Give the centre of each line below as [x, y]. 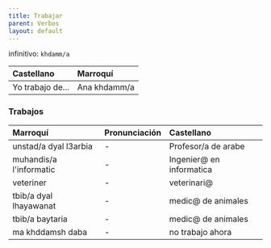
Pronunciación [133, 132]
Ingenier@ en [194, 159]
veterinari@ [191, 183]
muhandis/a [35, 159]
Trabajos [26, 111]
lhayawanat [34, 205]
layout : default [35, 31]
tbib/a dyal [33, 195]
